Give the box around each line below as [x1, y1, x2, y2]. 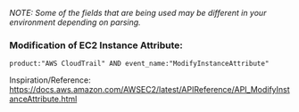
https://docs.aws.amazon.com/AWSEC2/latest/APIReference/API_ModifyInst [9, 84, 290, 95]
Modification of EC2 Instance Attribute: [9, 39, 183, 52]
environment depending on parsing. [9, 17, 141, 28]
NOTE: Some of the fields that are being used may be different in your [9, 8, 267, 18]
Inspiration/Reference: [9, 75, 91, 85]
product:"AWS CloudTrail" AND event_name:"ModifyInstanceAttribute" [9, 60, 270, 68]
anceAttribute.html [9, 93, 78, 105]
